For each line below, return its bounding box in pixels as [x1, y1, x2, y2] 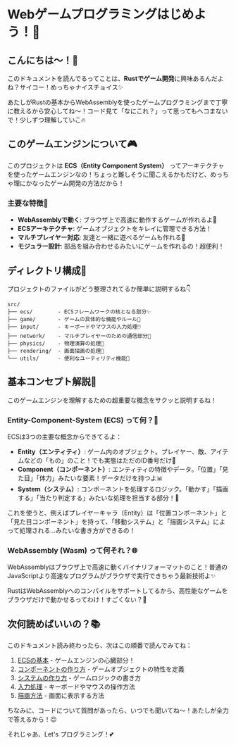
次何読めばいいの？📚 [7, 618, 101, 630]
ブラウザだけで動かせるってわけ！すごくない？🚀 [7, 596, 147, 604]
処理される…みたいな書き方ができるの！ [19, 526, 136, 535]
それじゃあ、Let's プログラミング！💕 [7, 730, 114, 739]
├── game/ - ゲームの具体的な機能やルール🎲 [7, 315, 141, 323]
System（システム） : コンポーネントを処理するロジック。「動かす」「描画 [17, 485, 229, 494]
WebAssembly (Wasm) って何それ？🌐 [7, 545, 138, 555]
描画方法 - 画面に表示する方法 [17, 691, 105, 700]
